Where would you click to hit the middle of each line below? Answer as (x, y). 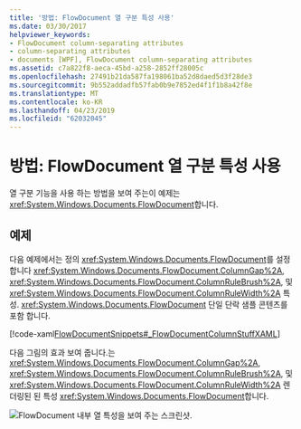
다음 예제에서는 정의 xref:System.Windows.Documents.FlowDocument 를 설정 (150, 259)
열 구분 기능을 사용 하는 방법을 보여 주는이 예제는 (95, 193)
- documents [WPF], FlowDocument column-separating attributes (131, 60)
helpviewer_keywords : (50, 34)
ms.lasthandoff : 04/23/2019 (62, 110)
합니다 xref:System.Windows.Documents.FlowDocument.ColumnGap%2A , (147, 270)
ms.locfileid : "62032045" (58, 119)
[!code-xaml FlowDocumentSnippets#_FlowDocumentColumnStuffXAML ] (145, 334)
